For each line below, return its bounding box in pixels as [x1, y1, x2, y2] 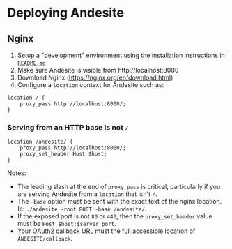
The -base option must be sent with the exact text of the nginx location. [17, 197, 222, 206]
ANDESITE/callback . [17, 234, 73, 243]
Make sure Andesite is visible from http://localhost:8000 [17, 66, 179, 74]
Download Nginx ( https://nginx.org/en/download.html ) [17, 73, 173, 82]
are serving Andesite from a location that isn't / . [17, 190, 157, 198]
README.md [17, 60, 47, 67]
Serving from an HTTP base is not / [7, 122, 129, 132]
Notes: [7, 169, 26, 177]
